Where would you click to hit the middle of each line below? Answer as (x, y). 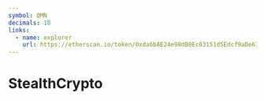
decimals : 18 (30, 23)
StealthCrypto (56, 84)
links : (19, 30)
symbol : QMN (28, 15)
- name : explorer (44, 37)
